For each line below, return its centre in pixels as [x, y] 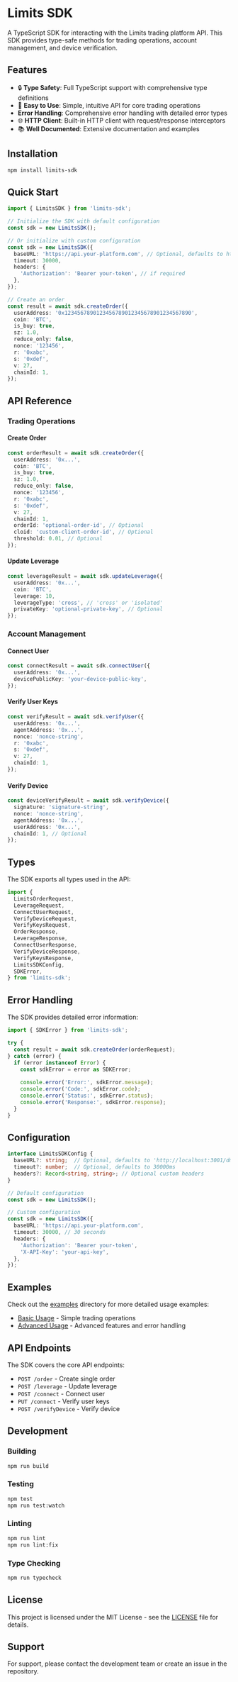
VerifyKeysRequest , [42, 925]
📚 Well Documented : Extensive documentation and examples [108, 128]
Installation [33, 154]
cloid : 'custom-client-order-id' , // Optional [84, 532]
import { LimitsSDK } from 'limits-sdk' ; [69, 208]
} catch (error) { [34, 1056]
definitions [33, 98]
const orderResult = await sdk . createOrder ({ [75, 453]
